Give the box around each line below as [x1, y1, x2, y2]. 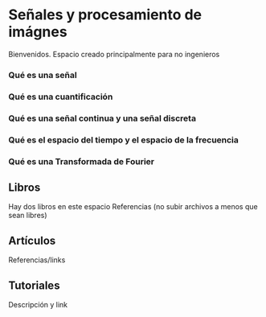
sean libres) [8, 211, 47, 220]
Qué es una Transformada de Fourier [8, 155, 155, 167]
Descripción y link [8, 299, 68, 309]
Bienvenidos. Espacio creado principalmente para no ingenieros [8, 49, 220, 59]
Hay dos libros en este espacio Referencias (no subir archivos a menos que [8, 202, 259, 212]
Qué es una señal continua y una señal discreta [8, 113, 197, 124]
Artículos [8, 233, 56, 247]
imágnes [8, 23, 68, 41]
